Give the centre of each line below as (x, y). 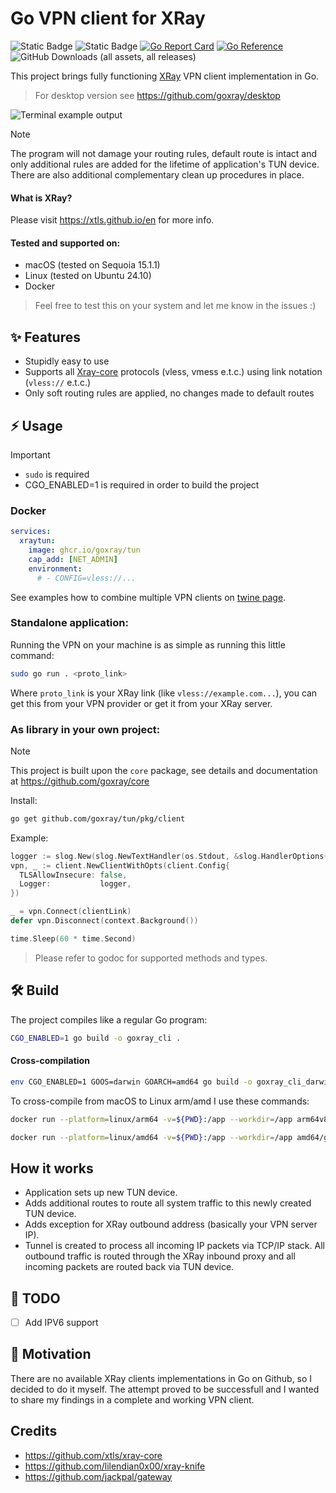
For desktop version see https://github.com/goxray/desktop (157, 95)
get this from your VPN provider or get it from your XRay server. (141, 703)
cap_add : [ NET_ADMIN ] (73, 559)
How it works (52, 1168)
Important (30, 454)
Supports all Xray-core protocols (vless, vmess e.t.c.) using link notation (173, 372)
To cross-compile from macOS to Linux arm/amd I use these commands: (160, 1101)
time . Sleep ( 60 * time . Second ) (73, 938)
